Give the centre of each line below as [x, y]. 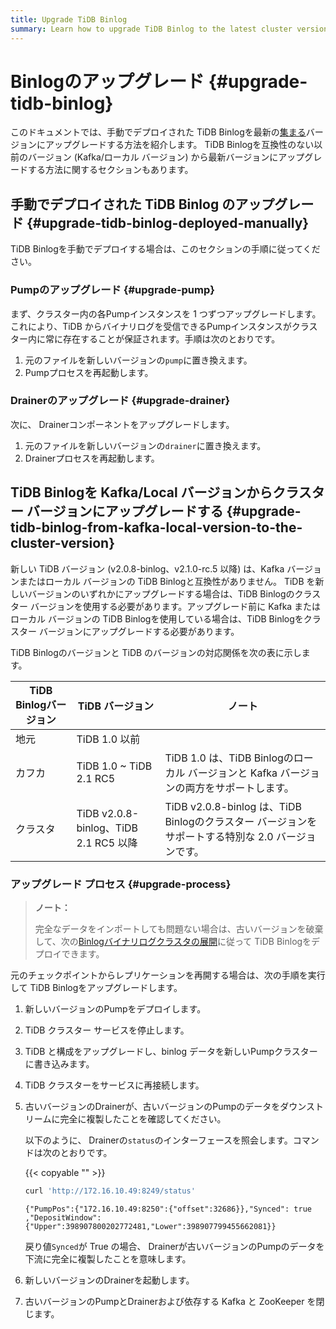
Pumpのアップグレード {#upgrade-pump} [112, 290]
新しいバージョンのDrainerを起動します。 [109, 1280]
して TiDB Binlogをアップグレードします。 [96, 987]
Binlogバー [41, 704]
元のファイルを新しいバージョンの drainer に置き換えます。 [145, 445]
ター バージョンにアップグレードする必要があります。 [129, 631]
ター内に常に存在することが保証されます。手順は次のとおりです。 [145, 338]
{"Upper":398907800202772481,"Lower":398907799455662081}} [150, 1226]
